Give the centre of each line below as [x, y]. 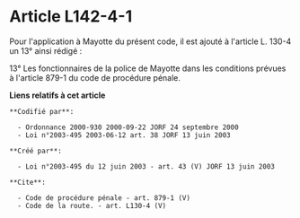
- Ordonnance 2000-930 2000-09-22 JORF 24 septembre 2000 [128, 127]
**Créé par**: [36, 151]
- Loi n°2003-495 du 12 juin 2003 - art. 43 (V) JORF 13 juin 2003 [146, 166]
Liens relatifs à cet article [57, 95]
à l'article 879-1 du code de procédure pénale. [95, 77]
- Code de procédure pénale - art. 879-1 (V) [104, 198]
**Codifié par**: [42, 111]
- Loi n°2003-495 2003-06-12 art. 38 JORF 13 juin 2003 [124, 135]
